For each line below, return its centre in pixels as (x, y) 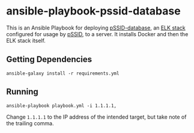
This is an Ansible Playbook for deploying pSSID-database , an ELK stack (96, 28)
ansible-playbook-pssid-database (94, 11)
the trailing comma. (30, 123)
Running (23, 92)
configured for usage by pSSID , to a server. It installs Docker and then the (97, 34)
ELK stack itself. (26, 40)
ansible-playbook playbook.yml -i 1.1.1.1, (62, 106)
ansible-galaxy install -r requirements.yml (63, 73)
